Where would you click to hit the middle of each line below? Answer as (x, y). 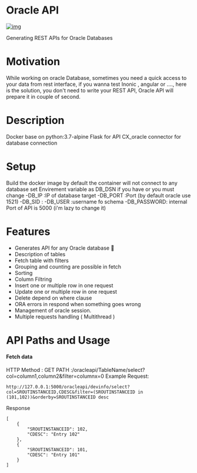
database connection (32, 143)
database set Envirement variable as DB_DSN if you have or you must (90, 189)
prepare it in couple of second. (44, 96)
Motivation (33, 62)
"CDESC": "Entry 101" (54, 455)
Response (18, 408)
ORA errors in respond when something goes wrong (78, 304)
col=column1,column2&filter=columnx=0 (55, 376)
